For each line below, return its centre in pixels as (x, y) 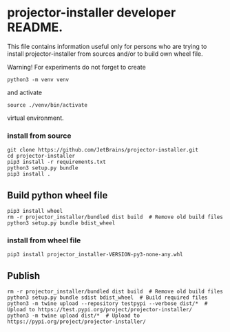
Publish (24, 276)
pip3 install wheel (35, 211)
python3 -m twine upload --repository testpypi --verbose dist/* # (107, 304)
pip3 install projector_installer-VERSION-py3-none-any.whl (95, 255)
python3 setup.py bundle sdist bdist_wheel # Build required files (107, 298)
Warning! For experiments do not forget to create (76, 67)
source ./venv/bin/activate (48, 105)
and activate (25, 92)
